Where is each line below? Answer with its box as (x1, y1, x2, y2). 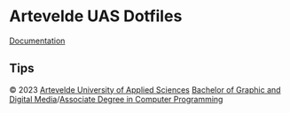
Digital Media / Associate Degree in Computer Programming (9, 94, 223, 104)
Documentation (9, 35, 66, 46)
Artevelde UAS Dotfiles (9, 6, 183, 26)
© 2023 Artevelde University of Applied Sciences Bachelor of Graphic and (9, 84, 281, 94)
